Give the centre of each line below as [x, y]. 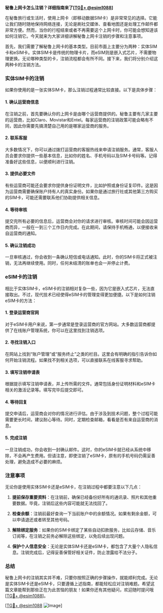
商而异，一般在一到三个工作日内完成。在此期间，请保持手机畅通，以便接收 [79, 227]
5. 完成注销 [16, 438]
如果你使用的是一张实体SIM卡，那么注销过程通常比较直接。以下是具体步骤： [81, 90]
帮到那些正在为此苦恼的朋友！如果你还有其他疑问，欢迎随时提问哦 [88, 590]
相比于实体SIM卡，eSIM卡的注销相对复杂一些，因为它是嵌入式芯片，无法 [78, 288]
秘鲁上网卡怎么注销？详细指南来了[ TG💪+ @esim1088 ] [59, 8]
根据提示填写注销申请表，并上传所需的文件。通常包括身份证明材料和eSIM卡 [80, 384]
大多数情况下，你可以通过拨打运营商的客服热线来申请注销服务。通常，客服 [79, 149]
